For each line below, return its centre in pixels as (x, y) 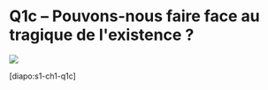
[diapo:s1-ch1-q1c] (43, 76)
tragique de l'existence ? (102, 35)
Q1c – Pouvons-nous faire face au (134, 16)
